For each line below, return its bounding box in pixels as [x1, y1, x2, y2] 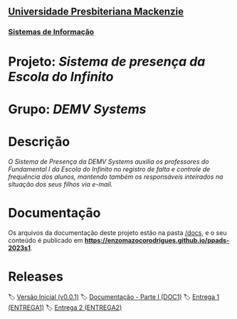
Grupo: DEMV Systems [8, 101, 147, 117]
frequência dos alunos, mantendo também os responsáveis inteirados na [8, 172, 223, 181]
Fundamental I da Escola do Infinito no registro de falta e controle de [8, 164, 211, 173]
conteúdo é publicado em [8, 236, 84, 244]
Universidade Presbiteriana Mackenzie [8, 6, 184, 18]
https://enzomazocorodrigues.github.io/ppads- [85, 236, 230, 244]
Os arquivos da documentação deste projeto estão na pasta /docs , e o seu [8, 228, 227, 237]
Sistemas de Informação [8, 27, 95, 37]
